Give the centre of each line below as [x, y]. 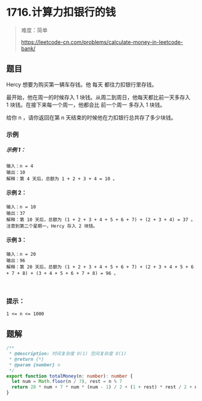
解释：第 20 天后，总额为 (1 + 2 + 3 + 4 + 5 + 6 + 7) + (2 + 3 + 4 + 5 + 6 [100, 267]
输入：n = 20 [21, 255]
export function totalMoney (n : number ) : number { [70, 376]
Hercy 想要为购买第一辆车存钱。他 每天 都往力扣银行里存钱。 [82, 84]
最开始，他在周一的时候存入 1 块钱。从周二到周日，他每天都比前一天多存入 [98, 97]
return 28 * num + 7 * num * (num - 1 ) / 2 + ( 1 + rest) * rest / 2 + [102, 387]
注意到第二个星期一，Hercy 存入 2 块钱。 [52, 226]
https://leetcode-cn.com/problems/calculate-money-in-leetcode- [102, 42]
